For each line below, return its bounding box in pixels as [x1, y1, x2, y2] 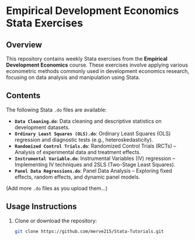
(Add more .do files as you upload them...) [6, 185, 108, 192]
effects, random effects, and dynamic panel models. [14, 173, 140, 180]
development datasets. [14, 124, 70, 131]
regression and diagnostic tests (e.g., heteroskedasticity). [14, 136, 154, 143]
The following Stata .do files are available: [6, 106, 107, 113]
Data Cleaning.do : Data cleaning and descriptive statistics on [14, 117, 162, 124]
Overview [6, 40, 43, 50]
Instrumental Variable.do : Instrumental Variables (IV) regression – [14, 155, 175, 162]
